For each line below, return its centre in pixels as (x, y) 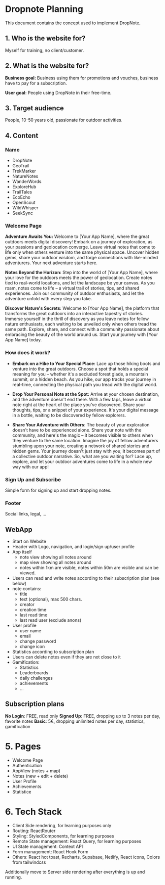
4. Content (22, 135)
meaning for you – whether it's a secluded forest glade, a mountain (80, 374)
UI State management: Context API (48, 846)
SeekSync (22, 213)
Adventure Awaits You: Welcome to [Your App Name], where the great (77, 236)
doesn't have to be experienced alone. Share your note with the (77, 430)
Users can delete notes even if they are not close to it (66, 657)
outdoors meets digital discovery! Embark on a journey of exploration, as (79, 242)
